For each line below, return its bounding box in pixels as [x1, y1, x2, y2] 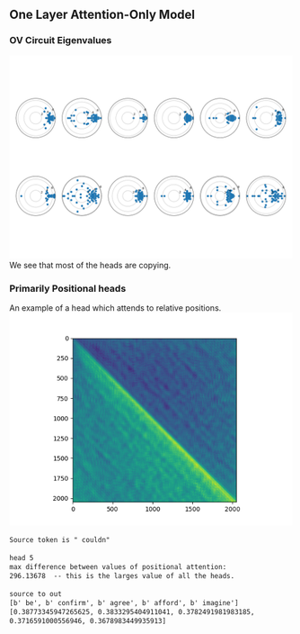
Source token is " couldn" [9, 536, 110, 545]
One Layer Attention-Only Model [9, 7, 196, 23]
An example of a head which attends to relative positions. [9, 303, 222, 313]
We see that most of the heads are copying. [9, 259, 172, 270]
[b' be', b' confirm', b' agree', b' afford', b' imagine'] [9, 599, 240, 608]
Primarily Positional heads [9, 282, 127, 294]
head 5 [9, 554, 34, 563]
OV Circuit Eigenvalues [9, 34, 112, 47]
